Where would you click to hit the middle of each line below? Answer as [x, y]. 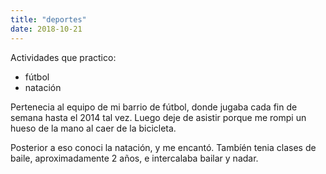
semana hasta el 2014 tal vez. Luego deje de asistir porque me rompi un [158, 117]
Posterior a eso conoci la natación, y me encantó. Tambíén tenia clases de [163, 147]
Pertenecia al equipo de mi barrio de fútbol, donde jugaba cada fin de [154, 107]
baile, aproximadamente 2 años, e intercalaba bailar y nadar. [134, 158]
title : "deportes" [48, 19]
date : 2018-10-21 [46, 29]
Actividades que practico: [63, 57]
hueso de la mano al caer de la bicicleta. [93, 128]
